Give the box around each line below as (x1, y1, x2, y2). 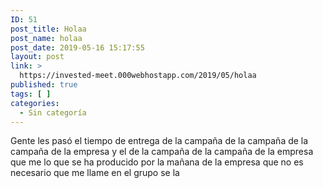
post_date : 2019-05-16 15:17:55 (10, 42, 145, 53)
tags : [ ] (10, 89, 52, 99)
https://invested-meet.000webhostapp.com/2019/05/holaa (19, 71, 257, 81)
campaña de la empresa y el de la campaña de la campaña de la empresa (10, 146, 314, 158)
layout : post (10, 52, 65, 62)
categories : (10, 98, 60, 108)
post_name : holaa (10, 33, 83, 43)
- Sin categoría (19, 107, 87, 118)
